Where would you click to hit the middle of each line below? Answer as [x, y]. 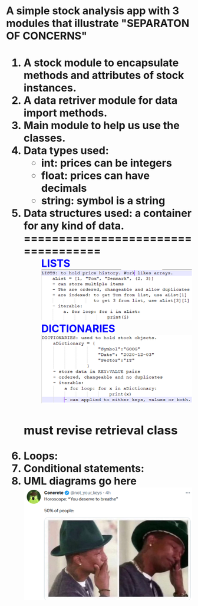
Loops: [41, 456]
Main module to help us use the [101, 126]
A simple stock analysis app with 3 [93, 11]
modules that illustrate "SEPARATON [98, 23]
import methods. [65, 113]
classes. [44, 138]
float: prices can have [95, 176]
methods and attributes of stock [104, 76]
